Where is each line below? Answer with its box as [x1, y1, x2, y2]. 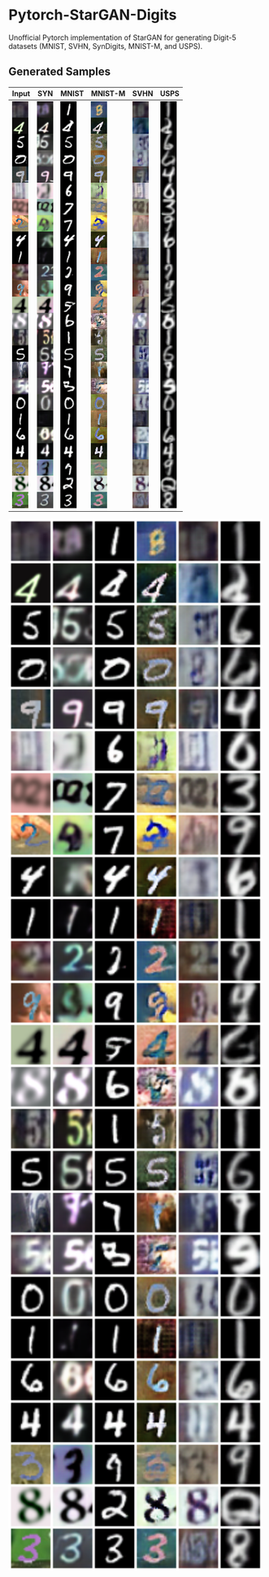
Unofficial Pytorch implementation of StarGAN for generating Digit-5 [8, 33, 237, 42]
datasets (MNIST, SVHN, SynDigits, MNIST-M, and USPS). [8, 41, 203, 50]
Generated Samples [8, 65, 111, 79]
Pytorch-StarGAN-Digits [8, 6, 177, 24]
